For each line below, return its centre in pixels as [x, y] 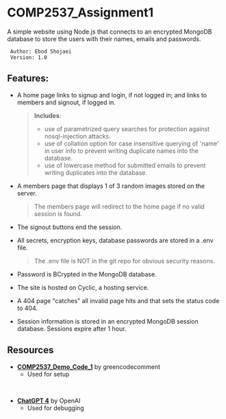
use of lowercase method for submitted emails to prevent [125, 165]
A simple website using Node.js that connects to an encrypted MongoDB [110, 32]
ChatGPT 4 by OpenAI [49, 400]
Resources [30, 350]
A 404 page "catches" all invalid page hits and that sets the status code [118, 300]
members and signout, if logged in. [66, 102]
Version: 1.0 [29, 57]
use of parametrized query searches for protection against [127, 129]
